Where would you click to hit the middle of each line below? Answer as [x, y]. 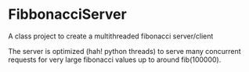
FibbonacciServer [67, 14]
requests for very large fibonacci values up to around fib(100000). [115, 59]
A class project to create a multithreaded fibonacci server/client [111, 36]
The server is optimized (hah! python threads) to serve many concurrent [125, 51]
